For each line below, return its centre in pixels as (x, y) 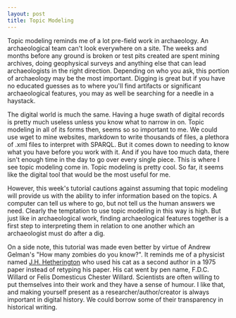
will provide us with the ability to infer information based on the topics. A (112, 196)
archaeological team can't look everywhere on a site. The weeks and (107, 48)
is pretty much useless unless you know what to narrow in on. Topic (106, 122)
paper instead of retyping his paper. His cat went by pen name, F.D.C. (108, 269)
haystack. (21, 100)
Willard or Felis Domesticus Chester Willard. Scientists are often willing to (113, 277)
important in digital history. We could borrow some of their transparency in (116, 299)
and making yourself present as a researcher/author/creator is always (108, 292)
